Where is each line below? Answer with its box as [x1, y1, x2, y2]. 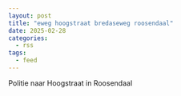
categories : [8, 34, 48, 42]
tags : [8, 49, 26, 57]
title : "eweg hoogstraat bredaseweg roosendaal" [8, 19, 174, 27]
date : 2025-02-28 [8, 26, 66, 34]
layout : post [8, 11, 52, 20]
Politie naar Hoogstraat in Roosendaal [8, 78, 133, 88]
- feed [15, 57, 38, 65]
